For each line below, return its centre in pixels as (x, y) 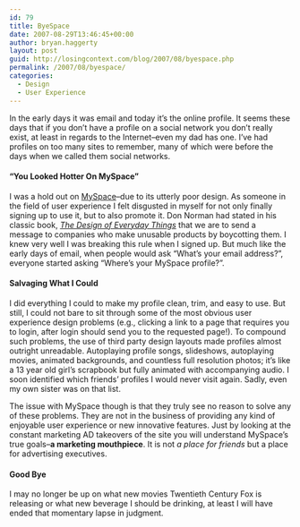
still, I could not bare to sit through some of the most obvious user (131, 312)
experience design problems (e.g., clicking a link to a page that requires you (149, 322)
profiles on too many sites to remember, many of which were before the (141, 146)
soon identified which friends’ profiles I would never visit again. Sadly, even (148, 379)
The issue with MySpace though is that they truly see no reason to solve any (150, 406)
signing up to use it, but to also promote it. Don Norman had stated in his (143, 215)
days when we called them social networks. (90, 156)
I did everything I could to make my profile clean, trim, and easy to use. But (147, 303)
